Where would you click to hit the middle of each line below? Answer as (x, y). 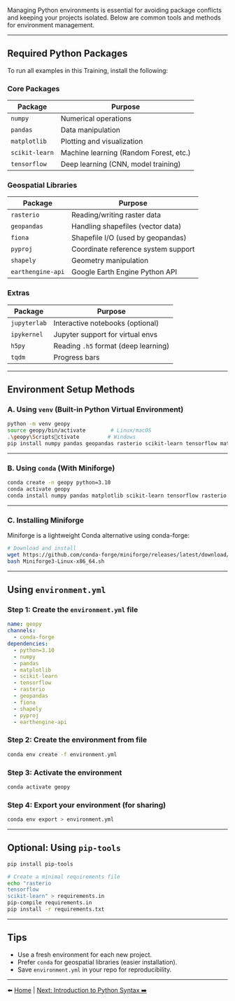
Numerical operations (96, 118)
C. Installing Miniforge (45, 520)
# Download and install (42, 549)
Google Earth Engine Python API (124, 272)
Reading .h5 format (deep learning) (112, 346)
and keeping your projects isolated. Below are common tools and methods (114, 18)
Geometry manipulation (110, 261)
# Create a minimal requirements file (64, 877)
